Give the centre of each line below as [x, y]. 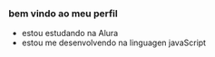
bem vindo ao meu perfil [64, 14]
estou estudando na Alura [70, 33]
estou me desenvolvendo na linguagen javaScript [113, 43]
